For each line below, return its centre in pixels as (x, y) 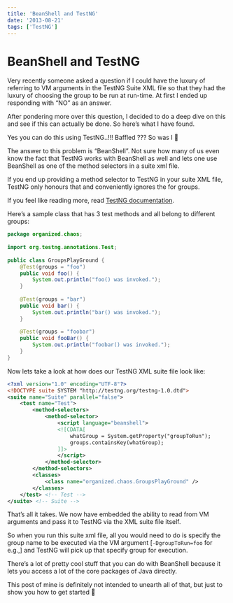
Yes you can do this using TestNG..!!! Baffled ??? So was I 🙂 (93, 138)
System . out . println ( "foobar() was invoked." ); (101, 345)
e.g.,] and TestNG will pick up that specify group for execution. (98, 551)
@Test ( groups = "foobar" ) (58, 332)
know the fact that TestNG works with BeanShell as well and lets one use (112, 159)
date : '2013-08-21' (36, 20)
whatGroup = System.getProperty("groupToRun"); (140, 436)
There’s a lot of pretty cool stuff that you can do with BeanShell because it (114, 564)
